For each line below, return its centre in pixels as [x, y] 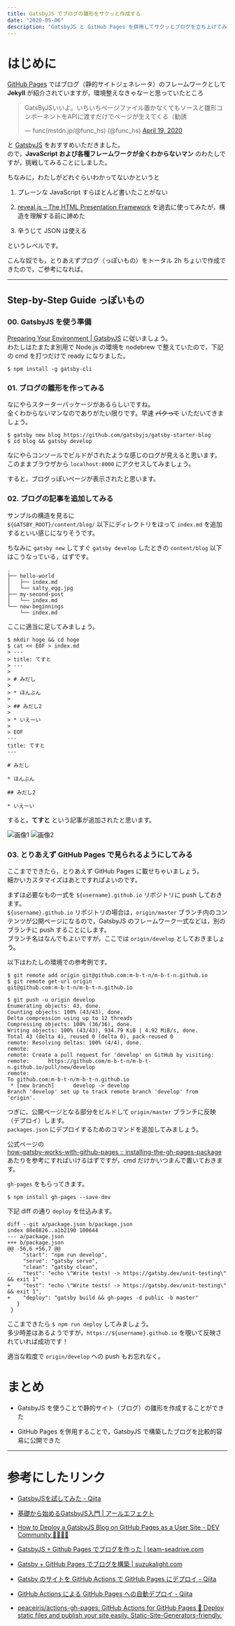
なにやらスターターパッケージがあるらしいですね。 [81, 405]
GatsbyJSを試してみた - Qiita [59, 1498]
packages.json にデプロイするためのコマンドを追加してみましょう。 [105, 1129]
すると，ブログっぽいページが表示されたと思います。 [83, 479]
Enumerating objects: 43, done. [54, 1006]
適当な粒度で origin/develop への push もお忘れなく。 [86, 1356]
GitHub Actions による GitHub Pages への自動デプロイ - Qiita [105, 1594]
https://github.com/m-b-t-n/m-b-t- [100, 1061]
